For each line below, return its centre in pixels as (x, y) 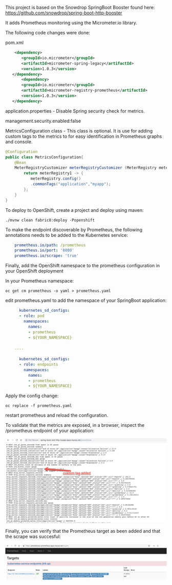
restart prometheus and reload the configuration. (57, 415)
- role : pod (31, 316)
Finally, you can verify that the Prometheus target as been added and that (83, 531)
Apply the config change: (32, 396)
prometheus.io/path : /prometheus (50, 245)
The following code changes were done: (48, 32)
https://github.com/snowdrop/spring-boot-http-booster (64, 13)
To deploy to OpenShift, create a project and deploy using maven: (75, 210)
